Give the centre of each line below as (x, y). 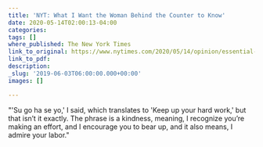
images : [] (26, 81)
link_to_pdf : (29, 59)
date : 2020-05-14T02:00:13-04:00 (63, 23)
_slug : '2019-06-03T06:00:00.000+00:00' (75, 73)
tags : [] (22, 37)
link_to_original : (38, 52)
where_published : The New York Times (70, 45)
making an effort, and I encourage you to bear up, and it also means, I (121, 127)
